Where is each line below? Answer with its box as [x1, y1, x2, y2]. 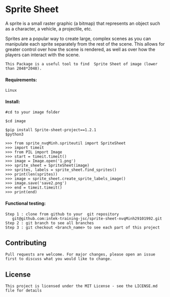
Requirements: [5, 77, 37, 83]
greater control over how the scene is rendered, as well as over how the [5, 46, 156, 52]
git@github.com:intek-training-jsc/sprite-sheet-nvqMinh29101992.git [12, 216, 162, 221]
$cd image [5, 119, 26, 124]
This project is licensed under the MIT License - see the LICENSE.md [5, 284, 158, 289]
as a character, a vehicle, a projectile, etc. [5, 25, 92, 31]
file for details [5, 288, 42, 293]
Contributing [5, 238, 47, 247]
